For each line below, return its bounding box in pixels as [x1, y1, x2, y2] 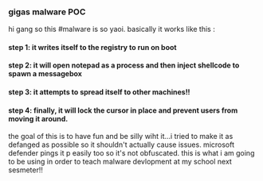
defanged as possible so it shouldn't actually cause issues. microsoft [8, 140, 235, 149]
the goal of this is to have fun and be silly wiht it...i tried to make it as [8, 132, 234, 141]
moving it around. [8, 114, 69, 123]
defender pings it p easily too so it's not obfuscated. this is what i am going [8, 148, 255, 158]
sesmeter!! [8, 165, 44, 175]
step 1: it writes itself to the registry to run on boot [8, 42, 177, 52]
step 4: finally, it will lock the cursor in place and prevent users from [8, 106, 238, 115]
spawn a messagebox [8, 69, 82, 79]
